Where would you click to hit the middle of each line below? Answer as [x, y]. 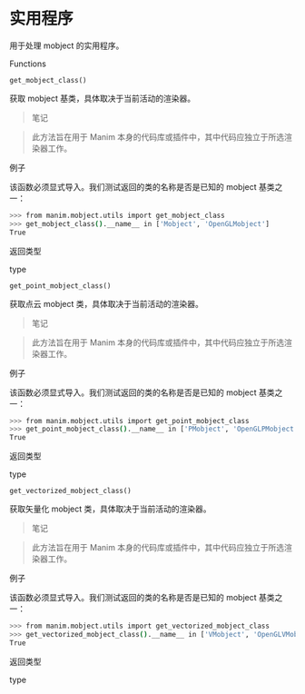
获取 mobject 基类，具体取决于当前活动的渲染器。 [103, 98]
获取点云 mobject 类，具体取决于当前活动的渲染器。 [107, 303]
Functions [28, 64]
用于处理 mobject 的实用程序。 [67, 45]
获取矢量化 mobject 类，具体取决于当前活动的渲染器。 [110, 509]
